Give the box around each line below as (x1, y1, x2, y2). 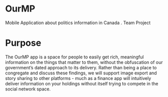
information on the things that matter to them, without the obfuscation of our (5, 59, 163, 65)
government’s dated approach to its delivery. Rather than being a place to (5, 64, 157, 70)
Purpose (5, 37, 42, 49)
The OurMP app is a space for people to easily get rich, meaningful (5, 54, 144, 60)
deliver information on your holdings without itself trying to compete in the (5, 80, 159, 86)
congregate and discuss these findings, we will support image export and (5, 70, 157, 76)
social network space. (5, 86, 51, 92)
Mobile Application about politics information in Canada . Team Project (5, 20, 151, 26)
